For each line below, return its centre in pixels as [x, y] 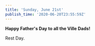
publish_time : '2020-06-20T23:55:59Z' [45, 14]
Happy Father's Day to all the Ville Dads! [48, 28]
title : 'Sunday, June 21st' [34, 10]
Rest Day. [15, 38]
